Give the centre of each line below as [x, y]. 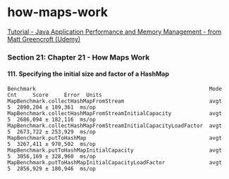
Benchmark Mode [114, 89]
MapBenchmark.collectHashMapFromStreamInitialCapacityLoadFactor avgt [114, 126]
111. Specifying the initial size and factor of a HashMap [88, 74]
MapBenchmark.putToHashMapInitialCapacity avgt [114, 151]
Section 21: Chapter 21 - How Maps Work [79, 57]
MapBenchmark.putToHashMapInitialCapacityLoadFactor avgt [114, 163]
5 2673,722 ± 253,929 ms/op [52, 132]
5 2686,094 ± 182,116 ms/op [52, 120]
